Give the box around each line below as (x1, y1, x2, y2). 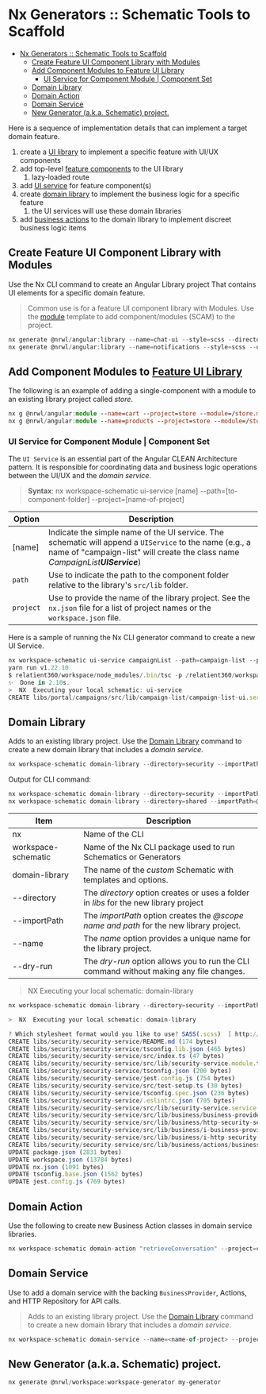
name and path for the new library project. (82, 920, 241, 931)
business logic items (19, 222, 87, 232)
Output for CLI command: (8, 774, 91, 784)
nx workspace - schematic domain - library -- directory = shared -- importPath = (8, 797, 257, 805)
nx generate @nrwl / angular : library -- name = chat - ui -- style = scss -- (8, 335, 236, 343)
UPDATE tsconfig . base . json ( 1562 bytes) (8, 1170, 144, 1179)
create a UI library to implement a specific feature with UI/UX (19, 147, 219, 156)
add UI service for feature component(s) (19, 180, 152, 190)
